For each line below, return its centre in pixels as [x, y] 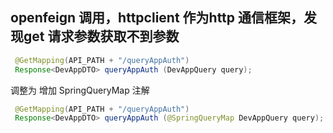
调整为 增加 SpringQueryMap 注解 [80, 90]
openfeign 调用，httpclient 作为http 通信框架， [157, 18]
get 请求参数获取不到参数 [101, 36]
